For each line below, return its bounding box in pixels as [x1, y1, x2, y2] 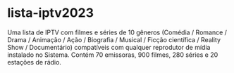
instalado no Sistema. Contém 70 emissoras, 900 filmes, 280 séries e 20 [7, 51, 218, 59]
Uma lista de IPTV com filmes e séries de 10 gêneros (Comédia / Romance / [7, 28, 228, 36]
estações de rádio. [7, 58, 62, 66]
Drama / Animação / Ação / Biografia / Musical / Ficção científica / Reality [7, 35, 221, 44]
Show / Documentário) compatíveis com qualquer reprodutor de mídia [7, 43, 211, 51]
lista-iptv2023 [7, 5, 94, 21]
